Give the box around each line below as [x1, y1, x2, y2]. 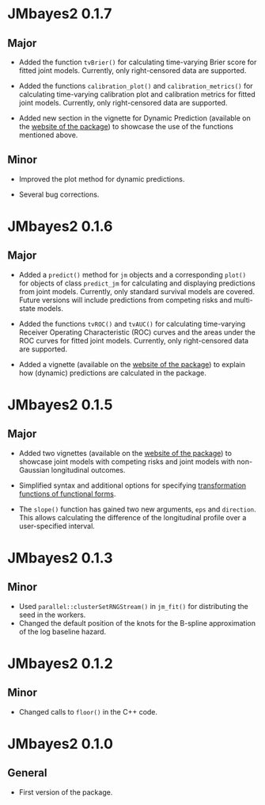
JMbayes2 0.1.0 [7, 735, 114, 753]
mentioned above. [18, 130, 78, 140]
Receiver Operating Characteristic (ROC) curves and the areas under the [18, 327, 256, 337]
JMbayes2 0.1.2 [7, 655, 114, 673]
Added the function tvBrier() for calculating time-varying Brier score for [18, 57, 257, 67]
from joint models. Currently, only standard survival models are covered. [18, 286, 255, 296]
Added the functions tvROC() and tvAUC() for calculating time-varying [18, 319, 246, 328]
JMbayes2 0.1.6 [7, 217, 113, 235]
